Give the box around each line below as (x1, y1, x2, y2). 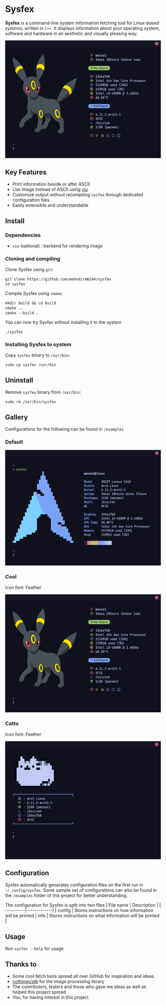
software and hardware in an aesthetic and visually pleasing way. (5, 30, 138, 36)
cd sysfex (5, 282, 26, 287)
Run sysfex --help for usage (5, 945, 64, 952)
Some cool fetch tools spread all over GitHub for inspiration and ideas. (12, 973, 156, 979)
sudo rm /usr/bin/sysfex (5, 399, 56, 404)
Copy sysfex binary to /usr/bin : (5, 352, 70, 358)
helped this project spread (12, 989, 66, 995)
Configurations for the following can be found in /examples (5, 426, 124, 432)
